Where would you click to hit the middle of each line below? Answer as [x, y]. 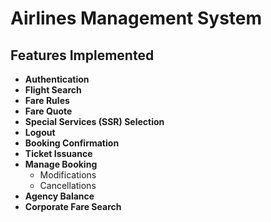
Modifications [68, 175]
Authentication [57, 79]
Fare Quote [48, 111]
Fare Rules [47, 100]
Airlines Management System [136, 18]
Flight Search [53, 90]
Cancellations [68, 185]
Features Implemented [82, 55]
